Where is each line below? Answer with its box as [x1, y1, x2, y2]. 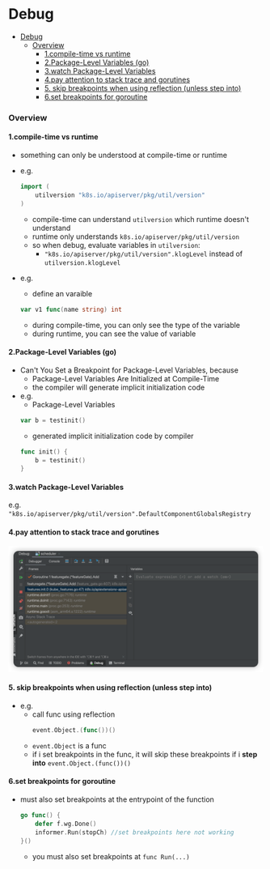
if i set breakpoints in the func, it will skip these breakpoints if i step [32, 749, 258, 759]
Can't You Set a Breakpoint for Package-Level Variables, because [19, 365, 238, 375]
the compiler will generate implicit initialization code [32, 382, 205, 392]
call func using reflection [32, 709, 116, 719]
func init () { [19, 447, 68, 456]
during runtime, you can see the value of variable [32, 329, 196, 339]
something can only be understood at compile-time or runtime [19, 151, 228, 160]
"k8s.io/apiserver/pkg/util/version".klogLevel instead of [44, 249, 243, 258]
